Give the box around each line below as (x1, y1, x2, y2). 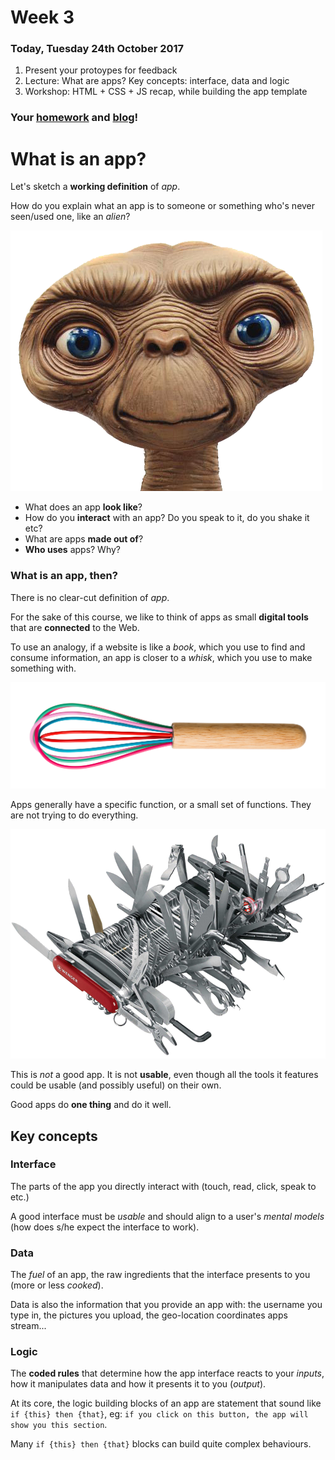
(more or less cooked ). (10, 1279, 104, 1291)
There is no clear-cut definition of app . (10, 591, 170, 603)
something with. (10, 662, 77, 674)
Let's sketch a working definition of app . (10, 181, 181, 193)
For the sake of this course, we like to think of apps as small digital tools (10, 611, 309, 623)
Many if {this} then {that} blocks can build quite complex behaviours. (10, 1438, 312, 1450)
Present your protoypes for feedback (24, 64, 178, 76)
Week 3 (10, 6, 75, 29)
